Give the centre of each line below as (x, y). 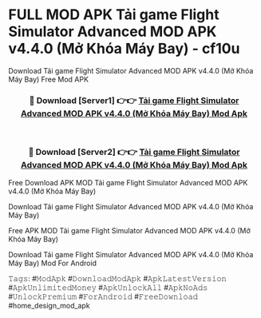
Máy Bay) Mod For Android (53, 263)
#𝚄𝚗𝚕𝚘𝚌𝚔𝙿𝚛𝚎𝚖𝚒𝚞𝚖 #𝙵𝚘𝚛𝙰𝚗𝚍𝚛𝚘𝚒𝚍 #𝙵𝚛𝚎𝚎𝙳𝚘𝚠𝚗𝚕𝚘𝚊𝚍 (103, 296)
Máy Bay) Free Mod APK (49, 79)
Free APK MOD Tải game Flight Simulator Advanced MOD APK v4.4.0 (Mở (129, 230)
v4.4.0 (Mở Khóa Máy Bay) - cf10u (124, 49)
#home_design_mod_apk (49, 305)
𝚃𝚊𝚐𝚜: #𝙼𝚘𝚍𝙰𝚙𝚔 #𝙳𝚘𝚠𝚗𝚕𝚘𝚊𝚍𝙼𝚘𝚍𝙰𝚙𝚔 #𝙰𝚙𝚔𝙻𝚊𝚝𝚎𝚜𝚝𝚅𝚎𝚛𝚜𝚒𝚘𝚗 (118, 278)
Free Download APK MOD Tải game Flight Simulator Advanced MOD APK (128, 182)
